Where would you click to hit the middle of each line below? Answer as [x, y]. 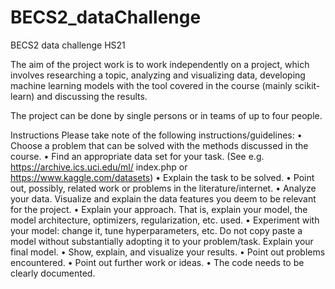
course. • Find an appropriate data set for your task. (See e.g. [137, 156]
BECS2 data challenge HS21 [68, 45]
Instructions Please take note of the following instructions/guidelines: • [156, 135]
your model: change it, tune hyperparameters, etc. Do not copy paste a [156, 230]
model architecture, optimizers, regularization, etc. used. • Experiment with [165, 220]
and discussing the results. [92, 96]
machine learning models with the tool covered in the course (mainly [151, 85]
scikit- [307, 85]
